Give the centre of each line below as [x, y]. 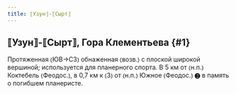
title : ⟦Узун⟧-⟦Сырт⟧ [39, 14]
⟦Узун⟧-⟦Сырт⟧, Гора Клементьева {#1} [99, 43]
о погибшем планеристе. [45, 83]
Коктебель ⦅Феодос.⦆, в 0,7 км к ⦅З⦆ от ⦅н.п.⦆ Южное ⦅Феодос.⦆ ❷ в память [118, 76]
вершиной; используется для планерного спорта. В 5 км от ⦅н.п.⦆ [106, 67]
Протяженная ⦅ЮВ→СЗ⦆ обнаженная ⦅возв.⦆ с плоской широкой [104, 59]
